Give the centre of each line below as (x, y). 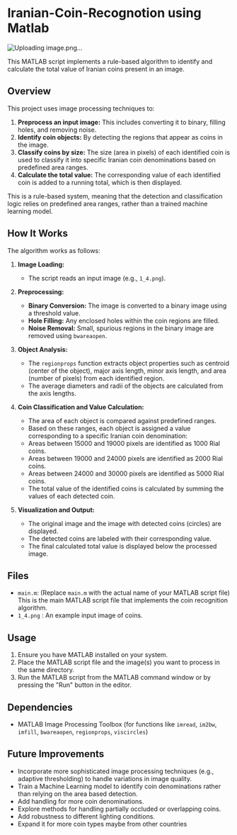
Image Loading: (41, 264)
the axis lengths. (52, 393)
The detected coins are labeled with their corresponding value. (120, 538)
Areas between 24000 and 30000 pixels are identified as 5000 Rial (126, 473)
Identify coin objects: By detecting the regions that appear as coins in (120, 137)
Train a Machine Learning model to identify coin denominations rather (119, 786)
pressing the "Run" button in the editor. (75, 685)
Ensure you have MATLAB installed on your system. (93, 655)
